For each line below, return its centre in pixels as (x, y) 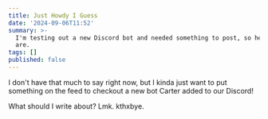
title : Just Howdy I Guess (53, 15)
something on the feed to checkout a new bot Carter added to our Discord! (131, 90)
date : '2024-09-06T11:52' (51, 23)
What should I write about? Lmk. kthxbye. (77, 106)
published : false (37, 60)
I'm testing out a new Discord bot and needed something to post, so (133, 38)
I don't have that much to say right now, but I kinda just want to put (118, 82)
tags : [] (23, 52)
